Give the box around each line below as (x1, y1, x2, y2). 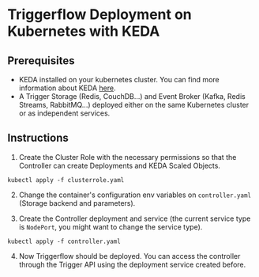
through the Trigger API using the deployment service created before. (18, 260, 246, 269)
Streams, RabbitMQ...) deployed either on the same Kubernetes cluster (18, 101, 250, 109)
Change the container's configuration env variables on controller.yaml (18, 190, 252, 199)
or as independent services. (18, 108, 111, 118)
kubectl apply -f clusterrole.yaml (7, 176, 125, 184)
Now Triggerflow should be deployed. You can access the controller (18, 251, 241, 260)
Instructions (7, 131, 69, 145)
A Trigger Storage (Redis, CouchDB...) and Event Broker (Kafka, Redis (18, 92, 246, 101)
